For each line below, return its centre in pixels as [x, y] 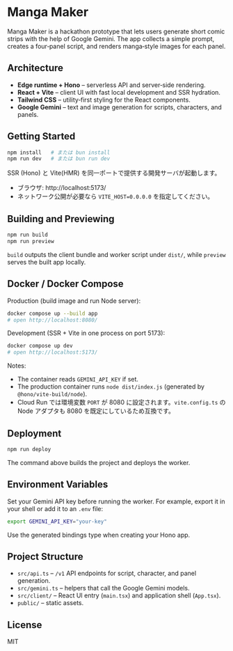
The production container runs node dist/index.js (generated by [111, 386]
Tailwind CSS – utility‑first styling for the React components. [104, 100]
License [25, 625]
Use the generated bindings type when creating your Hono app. [99, 535]
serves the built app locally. [47, 262]
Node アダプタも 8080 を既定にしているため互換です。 [96, 411]
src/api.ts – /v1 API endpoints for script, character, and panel [107, 573]
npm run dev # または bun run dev [59, 159]
